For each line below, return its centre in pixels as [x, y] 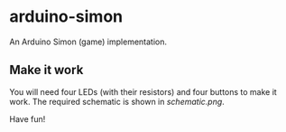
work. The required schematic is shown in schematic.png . [117, 101]
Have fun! [28, 118]
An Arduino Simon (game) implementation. [88, 42]
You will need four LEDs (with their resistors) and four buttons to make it [143, 91]
